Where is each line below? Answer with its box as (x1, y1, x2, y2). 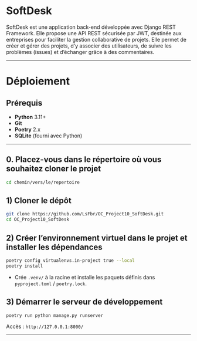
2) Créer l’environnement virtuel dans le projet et (6, 233, 188, 243)
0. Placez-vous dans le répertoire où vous (6, 154, 162, 165)
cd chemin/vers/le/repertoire (6, 179, 80, 185)
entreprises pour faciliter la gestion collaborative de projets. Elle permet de (6, 36, 186, 43)
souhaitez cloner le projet (6, 164, 101, 174)
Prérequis (6, 98, 43, 108)
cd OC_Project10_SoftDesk (6, 217, 69, 222)
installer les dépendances (6, 242, 103, 252)
